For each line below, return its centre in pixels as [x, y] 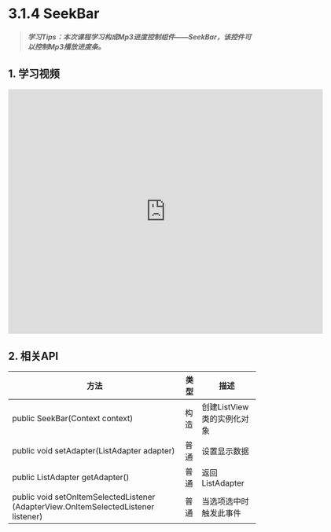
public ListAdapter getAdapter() [71, 478]
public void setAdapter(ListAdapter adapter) [94, 451]
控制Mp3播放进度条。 [70, 46]
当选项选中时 [225, 501]
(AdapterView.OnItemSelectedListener [83, 507]
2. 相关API [33, 356]
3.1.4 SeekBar [54, 14]
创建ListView [225, 407]
